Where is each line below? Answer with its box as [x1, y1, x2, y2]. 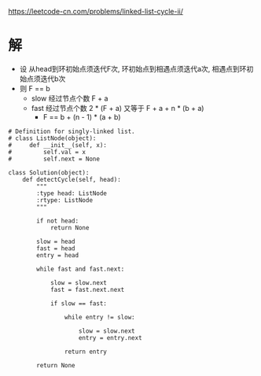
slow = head [36, 238, 76, 245]
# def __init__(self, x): [8, 141, 108, 149]
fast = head [36, 244, 76, 253]
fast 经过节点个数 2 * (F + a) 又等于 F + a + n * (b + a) [31, 103, 204, 112]
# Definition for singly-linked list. [8, 127, 135, 135]
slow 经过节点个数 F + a [31, 94, 108, 103]
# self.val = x [8, 148, 86, 156]
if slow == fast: [50, 299, 108, 308]
